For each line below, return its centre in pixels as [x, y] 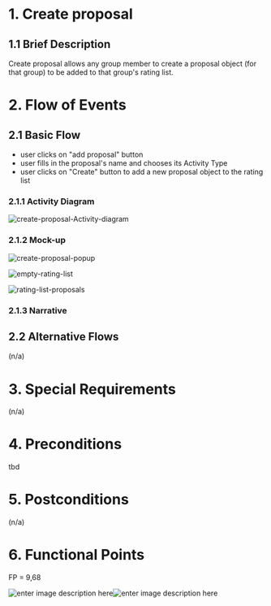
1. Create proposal [71, 14]
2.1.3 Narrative [38, 310]
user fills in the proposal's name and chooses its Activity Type [124, 163]
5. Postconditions [69, 500]
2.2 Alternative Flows [64, 337]
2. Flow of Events [68, 105]
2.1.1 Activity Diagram [52, 201]
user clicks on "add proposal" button [82, 154]
